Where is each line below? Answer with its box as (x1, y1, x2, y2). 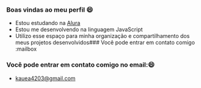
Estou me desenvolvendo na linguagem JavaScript (15, 26, 143, 33)
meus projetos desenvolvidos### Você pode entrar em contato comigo (15, 39, 196, 46)
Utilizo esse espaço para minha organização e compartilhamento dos (15, 32, 190, 40)
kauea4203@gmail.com (15, 75, 76, 82)
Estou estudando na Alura (15, 20, 81, 27)
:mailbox (15, 45, 37, 53)
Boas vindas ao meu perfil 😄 (6, 5, 93, 14)
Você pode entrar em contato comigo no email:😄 (6, 61, 155, 69)
